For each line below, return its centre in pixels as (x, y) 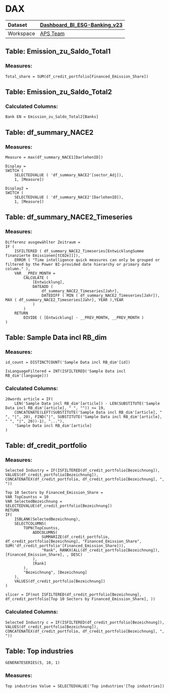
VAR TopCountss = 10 (27, 497)
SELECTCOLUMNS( (30, 524)
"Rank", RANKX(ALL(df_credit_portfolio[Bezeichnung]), (100, 551)
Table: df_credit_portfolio (46, 446)
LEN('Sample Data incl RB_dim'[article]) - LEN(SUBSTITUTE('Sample (87, 404)
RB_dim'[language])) (27, 376)
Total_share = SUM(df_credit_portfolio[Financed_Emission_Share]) (77, 77)
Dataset (18, 25)
